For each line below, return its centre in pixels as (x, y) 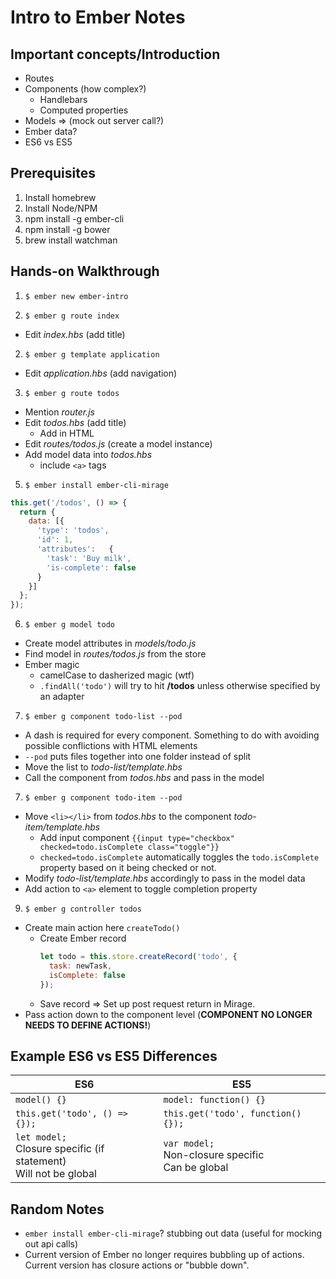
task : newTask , (80, 966)
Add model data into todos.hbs (88, 454)
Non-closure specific (214, 1155)
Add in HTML (67, 433)
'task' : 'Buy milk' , (89, 558)
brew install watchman (71, 240)
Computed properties (84, 110)
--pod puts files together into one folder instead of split (138, 757)
